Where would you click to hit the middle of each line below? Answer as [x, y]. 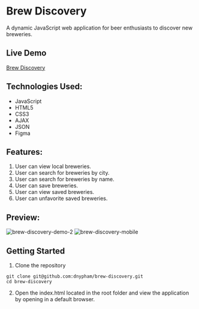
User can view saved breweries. [55, 192]
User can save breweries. [46, 186]
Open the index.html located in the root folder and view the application [102, 293]
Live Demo [26, 53]
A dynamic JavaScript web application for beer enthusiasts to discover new [99, 28]
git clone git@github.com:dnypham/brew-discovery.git [75, 276]
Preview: [23, 217]
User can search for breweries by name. [65, 179]
